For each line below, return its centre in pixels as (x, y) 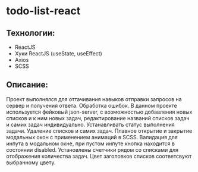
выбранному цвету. (31, 162)
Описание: (27, 85)
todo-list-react (43, 11)
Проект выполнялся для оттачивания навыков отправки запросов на (94, 99)
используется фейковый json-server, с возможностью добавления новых (99, 112)
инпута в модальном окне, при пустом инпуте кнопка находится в (91, 143)
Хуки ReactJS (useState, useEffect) (58, 54)
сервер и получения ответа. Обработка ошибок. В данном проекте (92, 105)
